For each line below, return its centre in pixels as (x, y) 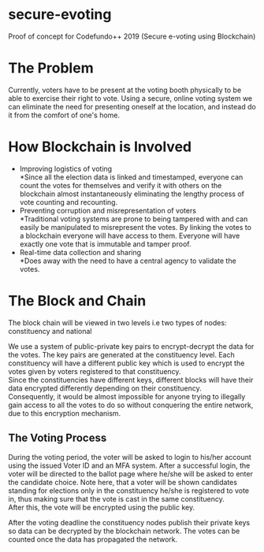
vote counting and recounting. (69, 202)
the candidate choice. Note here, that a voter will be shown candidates (123, 482)
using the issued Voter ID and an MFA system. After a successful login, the (129, 465)
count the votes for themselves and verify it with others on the (121, 185)
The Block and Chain (77, 301)
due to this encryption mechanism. (65, 413)
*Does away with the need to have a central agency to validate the (128, 261)
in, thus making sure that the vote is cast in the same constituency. (116, 498)
